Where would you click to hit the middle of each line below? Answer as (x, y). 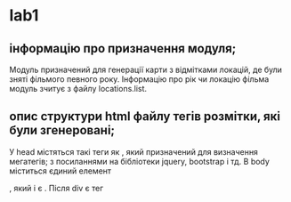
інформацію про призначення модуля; (123, 48)
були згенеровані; (62, 130)
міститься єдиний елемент (61, 171)
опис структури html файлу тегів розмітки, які (145, 117)
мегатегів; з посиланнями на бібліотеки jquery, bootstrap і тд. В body (139, 161)
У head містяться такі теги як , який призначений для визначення (133, 151)
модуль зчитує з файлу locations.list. (78, 89)
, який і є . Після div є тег (57, 188)
